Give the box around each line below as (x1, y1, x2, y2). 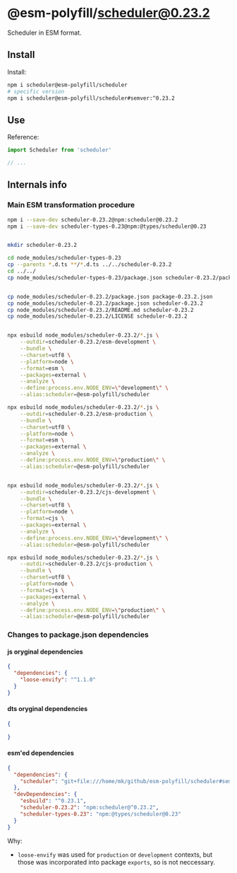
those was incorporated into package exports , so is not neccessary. (17, 857, 215, 866)
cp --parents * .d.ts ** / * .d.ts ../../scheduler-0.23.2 (7, 261, 172, 268)
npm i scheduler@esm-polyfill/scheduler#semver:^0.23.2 (7, 94, 175, 102)
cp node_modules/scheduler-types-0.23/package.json (7, 274, 162, 281)
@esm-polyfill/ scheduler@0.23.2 (7, 5, 210, 21)
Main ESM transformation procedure (7, 200, 135, 210)
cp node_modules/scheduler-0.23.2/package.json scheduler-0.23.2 (7, 299, 203, 307)
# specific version (7, 88, 65, 95)
